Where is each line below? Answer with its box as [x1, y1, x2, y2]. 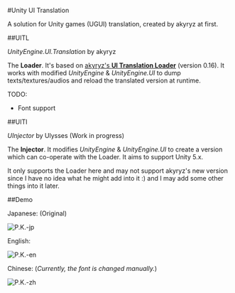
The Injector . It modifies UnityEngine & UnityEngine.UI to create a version [7, 145, 223, 154]
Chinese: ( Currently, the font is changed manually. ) [7, 265, 158, 272]
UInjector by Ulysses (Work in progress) [7, 132, 125, 139]
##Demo [7, 196, 33, 203]
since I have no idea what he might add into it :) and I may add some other [7, 174, 224, 182]
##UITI [7, 117, 28, 126]
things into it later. [7, 181, 60, 190]
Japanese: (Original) [7, 209, 67, 218]
